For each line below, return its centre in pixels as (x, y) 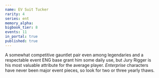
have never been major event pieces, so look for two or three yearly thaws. (80, 70)
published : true (21, 41)
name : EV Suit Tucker (27, 9)
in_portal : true (21, 37)
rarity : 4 (15, 14)
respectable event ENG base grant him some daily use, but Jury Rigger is (78, 60)
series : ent (17, 18)
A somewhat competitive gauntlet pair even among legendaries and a (74, 55)
